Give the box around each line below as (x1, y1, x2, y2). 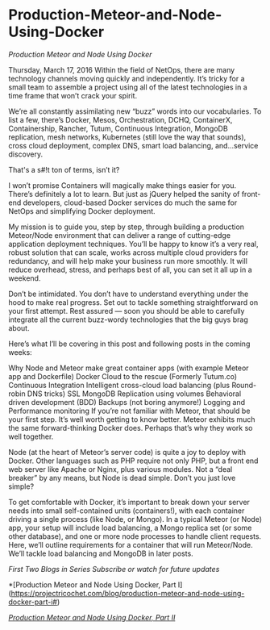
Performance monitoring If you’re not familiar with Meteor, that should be (8, 406, 251, 415)
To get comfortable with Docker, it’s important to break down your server (8, 497, 250, 507)
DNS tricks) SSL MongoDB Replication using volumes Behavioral (27, 389, 242, 398)
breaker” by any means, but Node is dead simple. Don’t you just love (8, 473, 236, 482)
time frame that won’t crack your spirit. (8, 90, 138, 100)
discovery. (8, 149, 44, 159)
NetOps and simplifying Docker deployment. (8, 206, 156, 215)
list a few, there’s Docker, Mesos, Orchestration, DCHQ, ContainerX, (8, 115, 233, 124)
